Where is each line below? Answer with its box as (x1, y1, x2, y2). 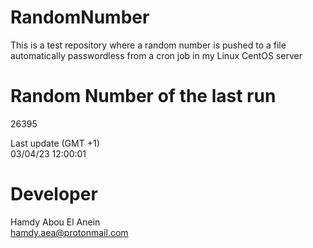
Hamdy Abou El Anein (10, 216, 101, 228)
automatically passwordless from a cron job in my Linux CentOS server (10, 49, 303, 61)
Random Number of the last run (10, 85, 277, 108)
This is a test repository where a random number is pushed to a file (10, 39, 287, 51)
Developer (10, 183, 98, 206)
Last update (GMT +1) (10, 137, 100, 149)
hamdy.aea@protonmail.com (10, 226, 129, 238)
